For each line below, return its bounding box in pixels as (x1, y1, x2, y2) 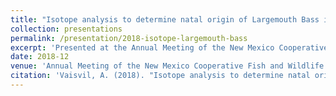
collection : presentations (10, 24, 123, 34)
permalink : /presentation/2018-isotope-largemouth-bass (10, 33, 248, 43)
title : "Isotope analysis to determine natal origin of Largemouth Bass (10, 14, 320, 25)
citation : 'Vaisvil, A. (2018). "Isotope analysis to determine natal (10, 71, 311, 81)
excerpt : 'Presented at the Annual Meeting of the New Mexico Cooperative (10, 42, 329, 53)
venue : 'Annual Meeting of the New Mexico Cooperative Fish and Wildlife (10, 61, 325, 71)
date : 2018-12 (10, 52, 70, 62)
